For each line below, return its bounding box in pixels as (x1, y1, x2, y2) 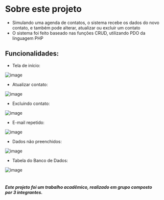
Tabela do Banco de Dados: (12, 157, 69, 163)
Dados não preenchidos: (12, 138, 62, 144)
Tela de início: (12, 62, 41, 68)
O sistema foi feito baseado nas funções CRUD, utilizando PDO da (12, 30, 146, 36)
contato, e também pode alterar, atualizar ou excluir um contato (12, 25, 141, 30)
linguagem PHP (12, 35, 44, 41)
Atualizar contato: (12, 81, 48, 87)
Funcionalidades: (5, 50, 59, 58)
